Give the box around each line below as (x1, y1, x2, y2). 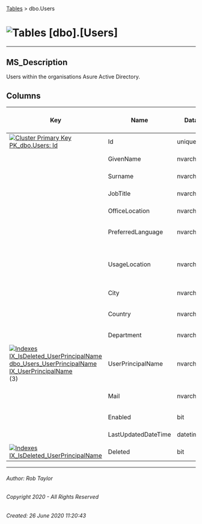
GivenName (108, 155, 141, 163)
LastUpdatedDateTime (108, 431, 171, 439)
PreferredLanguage (108, 228, 164, 236)
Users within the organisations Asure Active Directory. (6, 73, 140, 81)
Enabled (108, 413, 131, 422)
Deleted (108, 448, 130, 456)
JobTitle (108, 190, 131, 198)
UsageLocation (108, 260, 151, 269)
